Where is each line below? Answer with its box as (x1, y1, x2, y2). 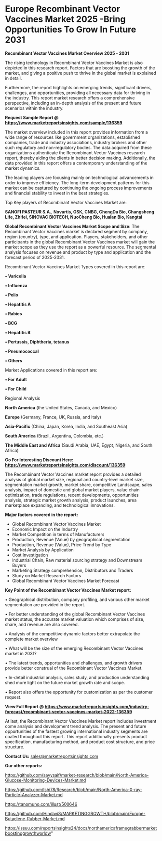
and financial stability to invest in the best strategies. (5, 190, 109, 196)
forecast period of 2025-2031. (5, 254, 65, 260)
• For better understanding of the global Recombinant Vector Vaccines (5, 611, 146, 617)
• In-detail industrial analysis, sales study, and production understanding (5, 674, 149, 680)
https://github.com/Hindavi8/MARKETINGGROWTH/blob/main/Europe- (5, 810, 146, 816)
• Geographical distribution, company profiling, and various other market (5, 597, 150, 602)
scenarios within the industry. (5, 105, 64, 111)
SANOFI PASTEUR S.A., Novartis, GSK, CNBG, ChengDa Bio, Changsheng (5, 209, 154, 214)
